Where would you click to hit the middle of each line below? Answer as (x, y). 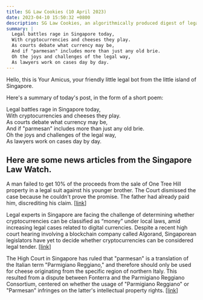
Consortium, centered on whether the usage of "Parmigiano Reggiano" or (98, 284)
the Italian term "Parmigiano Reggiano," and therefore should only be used (99, 265)
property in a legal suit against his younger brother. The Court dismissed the (101, 190)
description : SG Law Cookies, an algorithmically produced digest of (96, 23)
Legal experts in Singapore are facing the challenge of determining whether (100, 215)
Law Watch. (29, 169)
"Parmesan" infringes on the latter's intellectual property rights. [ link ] (92, 290)
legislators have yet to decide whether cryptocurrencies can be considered (100, 240)
